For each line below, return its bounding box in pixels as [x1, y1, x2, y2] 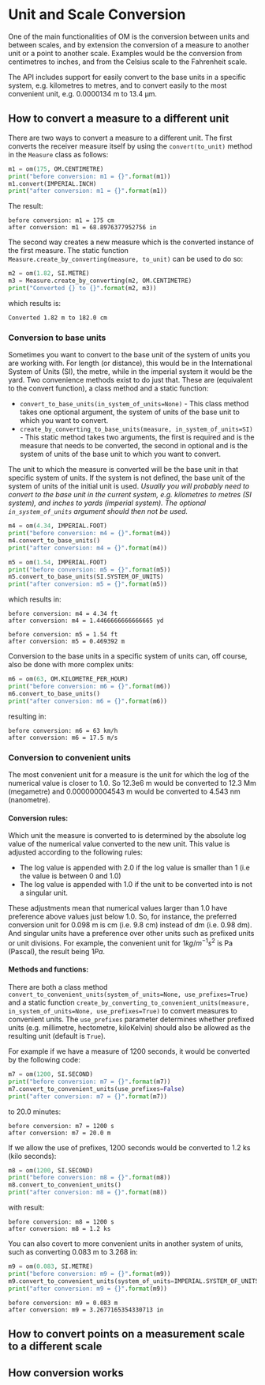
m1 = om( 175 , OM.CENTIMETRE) [8, 164, 104, 173]
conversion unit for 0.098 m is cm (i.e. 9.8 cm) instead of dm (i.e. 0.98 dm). [8, 920, 252, 930]
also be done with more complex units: [8, 660, 134, 670]
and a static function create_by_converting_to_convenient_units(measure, [8, 998, 250, 1007]
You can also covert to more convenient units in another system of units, [8, 1239, 244, 1248]
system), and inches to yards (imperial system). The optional [8, 498, 207, 508]
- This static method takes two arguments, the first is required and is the [19, 432, 255, 442]
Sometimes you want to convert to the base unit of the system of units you [8, 350, 251, 360]
